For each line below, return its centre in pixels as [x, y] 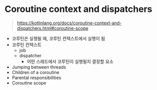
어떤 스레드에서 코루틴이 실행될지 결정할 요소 [70, 61]
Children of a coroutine [35, 72]
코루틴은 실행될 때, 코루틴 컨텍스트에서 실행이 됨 [58, 38]
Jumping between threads [39, 67]
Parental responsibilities [36, 78]
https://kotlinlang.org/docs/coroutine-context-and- [69, 23]
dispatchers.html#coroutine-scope [53, 28]
